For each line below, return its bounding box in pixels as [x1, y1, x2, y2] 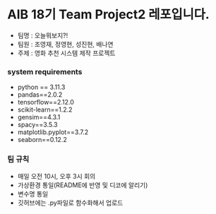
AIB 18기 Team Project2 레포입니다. [7, 6, 210, 23]
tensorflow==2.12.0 [17, 98, 74, 107]
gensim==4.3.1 [17, 113, 61, 121]
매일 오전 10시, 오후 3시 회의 [17, 172, 96, 180]
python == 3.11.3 [17, 83, 66, 92]
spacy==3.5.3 [17, 121, 58, 129]
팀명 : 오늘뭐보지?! [17, 31, 68, 40]
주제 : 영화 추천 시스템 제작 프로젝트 [17, 49, 116, 57]
